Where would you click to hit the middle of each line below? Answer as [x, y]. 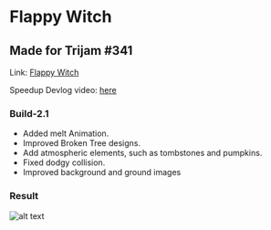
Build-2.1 [29, 113]
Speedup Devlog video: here [63, 90]
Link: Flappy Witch [44, 72]
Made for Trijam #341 [71, 51]
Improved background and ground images [102, 172]
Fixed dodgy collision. [64, 162]
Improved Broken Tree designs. [82, 143]
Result [24, 196]
